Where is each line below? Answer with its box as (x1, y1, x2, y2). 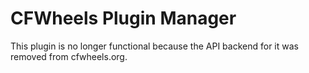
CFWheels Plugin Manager (10, 7, 237, 30)
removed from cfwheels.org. (10, 50, 128, 62)
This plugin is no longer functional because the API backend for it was (10, 40, 299, 52)
